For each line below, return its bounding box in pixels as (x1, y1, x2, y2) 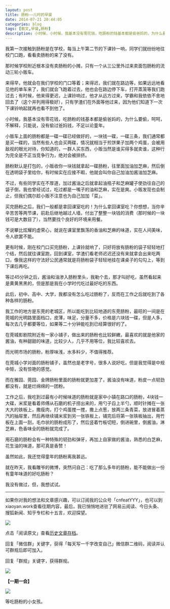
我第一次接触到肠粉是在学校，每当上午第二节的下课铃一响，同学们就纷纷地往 (5, 46, 165, 51)
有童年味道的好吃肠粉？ (5, 470, 54, 477)
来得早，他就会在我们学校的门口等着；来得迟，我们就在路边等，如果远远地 (5, 80, 160, 86)
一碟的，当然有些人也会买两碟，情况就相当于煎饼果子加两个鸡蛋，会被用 (14, 140, 165, 145)
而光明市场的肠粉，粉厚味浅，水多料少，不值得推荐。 (5, 349, 116, 355)
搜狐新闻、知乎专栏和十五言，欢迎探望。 (5, 510, 90, 516)
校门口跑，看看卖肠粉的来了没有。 (5, 52, 76, 58)
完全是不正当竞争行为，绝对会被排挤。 (9, 152, 90, 158)
